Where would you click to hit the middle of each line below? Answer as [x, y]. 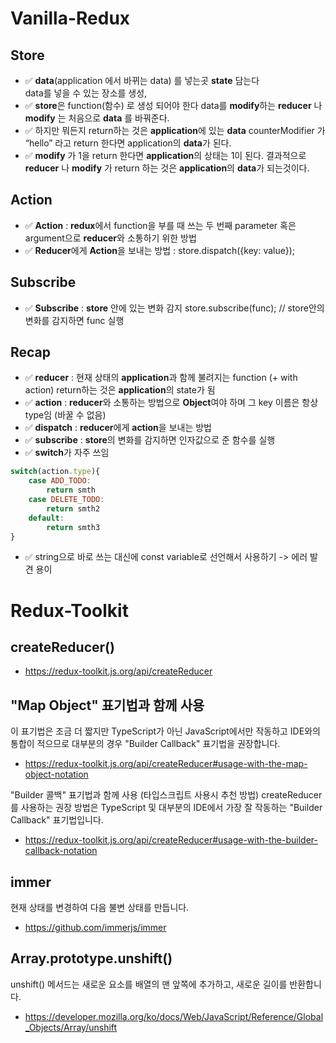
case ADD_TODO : [60, 481]
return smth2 [73, 508]
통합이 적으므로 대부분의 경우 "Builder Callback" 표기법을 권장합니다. [145, 744]
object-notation [56, 774]
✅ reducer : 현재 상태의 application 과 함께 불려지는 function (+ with [161, 378]
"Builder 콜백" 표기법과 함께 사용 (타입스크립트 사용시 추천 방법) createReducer [166, 795]
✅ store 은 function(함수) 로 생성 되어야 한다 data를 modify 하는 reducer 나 [173, 105]
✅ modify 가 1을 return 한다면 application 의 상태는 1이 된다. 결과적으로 [165, 155]
